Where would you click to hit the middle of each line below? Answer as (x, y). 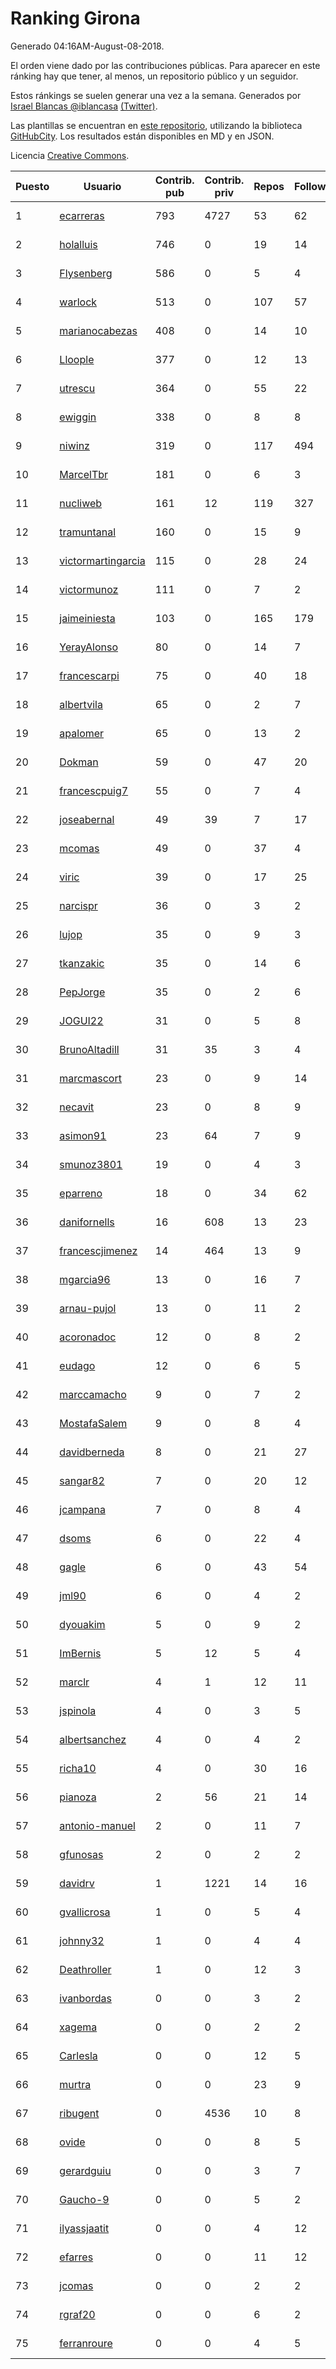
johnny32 (82, 1940)
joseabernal (87, 819)
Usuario (102, 186)
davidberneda (92, 1452)
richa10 (78, 1768)
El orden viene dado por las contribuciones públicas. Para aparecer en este (165, 65)
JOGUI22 (81, 1020)
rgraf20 (77, 2314)
